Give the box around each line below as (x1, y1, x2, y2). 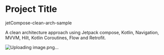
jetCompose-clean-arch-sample (5, 20, 72, 26)
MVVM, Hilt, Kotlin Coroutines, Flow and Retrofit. (5, 35, 106, 41)
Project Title (5, 3, 57, 15)
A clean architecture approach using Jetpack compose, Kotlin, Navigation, (5, 29, 159, 35)
